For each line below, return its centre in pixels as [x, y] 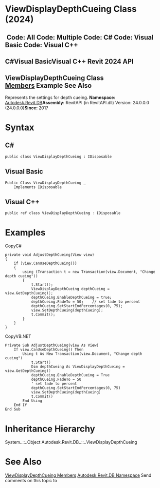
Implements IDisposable [38, 187]
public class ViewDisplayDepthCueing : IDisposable [58, 156]
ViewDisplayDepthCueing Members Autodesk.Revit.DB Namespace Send [78, 475]
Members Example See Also [48, 86]
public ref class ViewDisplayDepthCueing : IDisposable [63, 213]
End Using [32, 401]
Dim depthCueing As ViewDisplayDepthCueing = [78, 367]
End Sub [13, 410]
